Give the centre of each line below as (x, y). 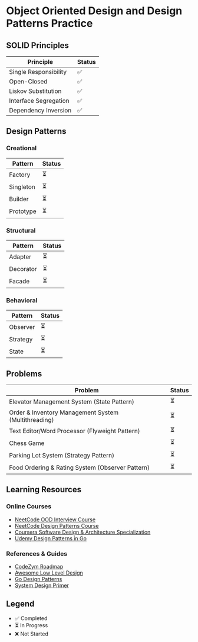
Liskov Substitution (35, 91)
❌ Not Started (32, 634)
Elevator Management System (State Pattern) (72, 402)
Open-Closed (28, 81)
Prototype (23, 211)
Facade (19, 281)
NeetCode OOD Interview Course (55, 520)
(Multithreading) (32, 420)
